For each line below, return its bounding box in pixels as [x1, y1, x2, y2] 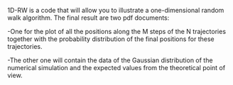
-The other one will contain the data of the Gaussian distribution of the [7, 56, 213, 64]
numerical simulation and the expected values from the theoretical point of [7, 64, 226, 72]
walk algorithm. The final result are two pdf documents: [7, 13, 170, 22]
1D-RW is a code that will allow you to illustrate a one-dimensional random [7, 6, 224, 14]
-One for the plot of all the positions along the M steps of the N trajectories [7, 28, 226, 35]
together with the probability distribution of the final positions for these [7, 35, 215, 43]
